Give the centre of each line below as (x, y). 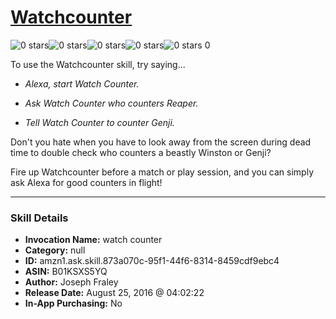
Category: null (55, 250)
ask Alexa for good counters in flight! (86, 182)
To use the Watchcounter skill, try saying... (98, 64)
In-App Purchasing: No (73, 303)
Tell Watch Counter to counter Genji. (99, 122)
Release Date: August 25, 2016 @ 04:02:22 (114, 293)
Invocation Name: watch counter (93, 240)
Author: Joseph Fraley (71, 282)
